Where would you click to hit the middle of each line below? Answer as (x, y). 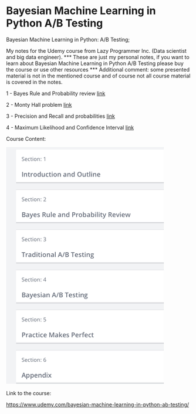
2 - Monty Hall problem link (39, 104)
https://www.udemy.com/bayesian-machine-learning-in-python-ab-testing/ (98, 404)
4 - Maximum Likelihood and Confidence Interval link (70, 127)
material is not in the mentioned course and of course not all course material (98, 76)
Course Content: (26, 138)
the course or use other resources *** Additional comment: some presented (98, 69)
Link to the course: (29, 393)
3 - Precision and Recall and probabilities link (61, 116)
